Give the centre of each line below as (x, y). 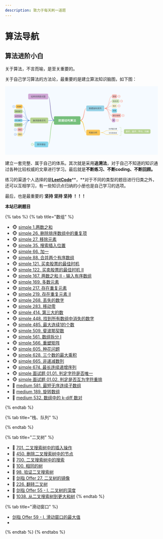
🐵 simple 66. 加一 (30, 251)
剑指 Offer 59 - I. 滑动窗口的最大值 (46, 517)
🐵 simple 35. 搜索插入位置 (39, 245)
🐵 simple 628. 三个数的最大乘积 (44, 355)
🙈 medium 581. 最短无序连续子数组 (47, 385)
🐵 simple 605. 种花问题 (36, 349)
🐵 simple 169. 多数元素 (35, 282)
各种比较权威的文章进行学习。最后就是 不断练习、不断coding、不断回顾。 (82, 169)
